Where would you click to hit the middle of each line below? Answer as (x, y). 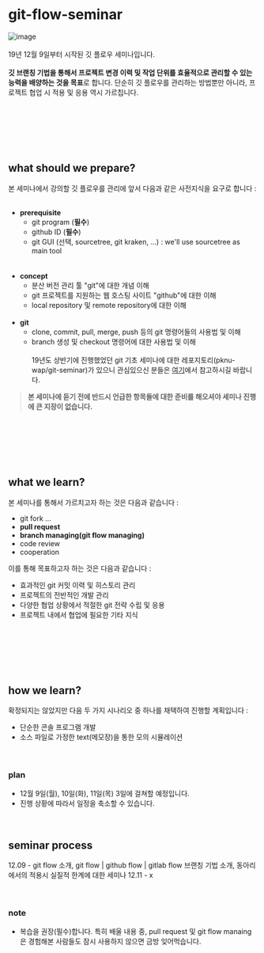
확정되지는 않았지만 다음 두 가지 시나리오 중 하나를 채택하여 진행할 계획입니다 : (128, 711)
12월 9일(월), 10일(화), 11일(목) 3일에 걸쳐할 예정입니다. (104, 793)
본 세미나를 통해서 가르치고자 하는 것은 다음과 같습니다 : (94, 502)
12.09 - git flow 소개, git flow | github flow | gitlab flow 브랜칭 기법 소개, (122, 865)
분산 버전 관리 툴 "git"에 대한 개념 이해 (91, 285)
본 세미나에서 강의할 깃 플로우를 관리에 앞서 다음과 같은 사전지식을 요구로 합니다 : (132, 188)
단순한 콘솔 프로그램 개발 (58, 727)
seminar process (51, 846)
